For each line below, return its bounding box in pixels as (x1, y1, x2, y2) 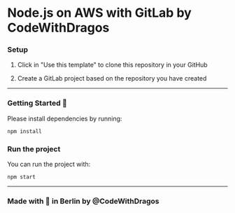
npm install (7, 128, 42, 135)
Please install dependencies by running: (7, 114, 122, 123)
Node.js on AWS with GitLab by (7, 5, 192, 21)
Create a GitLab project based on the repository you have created (17, 74, 207, 83)
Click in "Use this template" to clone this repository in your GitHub (17, 61, 208, 69)
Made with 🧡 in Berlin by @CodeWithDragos (7, 196, 159, 206)
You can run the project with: (7, 160, 91, 169)
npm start (7, 174, 36, 181)
